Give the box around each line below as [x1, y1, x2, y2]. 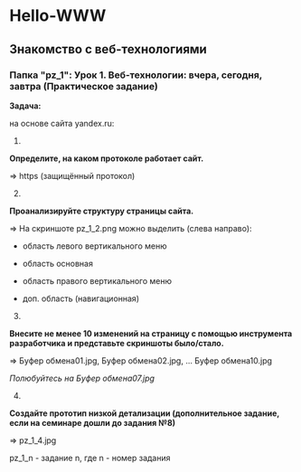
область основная [22, 258, 93, 269]
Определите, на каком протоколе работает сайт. [9, 153, 204, 164]
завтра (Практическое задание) [9, 80, 158, 92]
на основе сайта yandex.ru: [9, 118, 115, 128]
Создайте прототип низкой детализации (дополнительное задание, [9, 408, 280, 419]
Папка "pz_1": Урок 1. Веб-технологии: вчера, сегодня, [9, 69, 262, 81]
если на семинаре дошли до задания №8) [9, 417, 176, 428]
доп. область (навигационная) [22, 293, 140, 304]
